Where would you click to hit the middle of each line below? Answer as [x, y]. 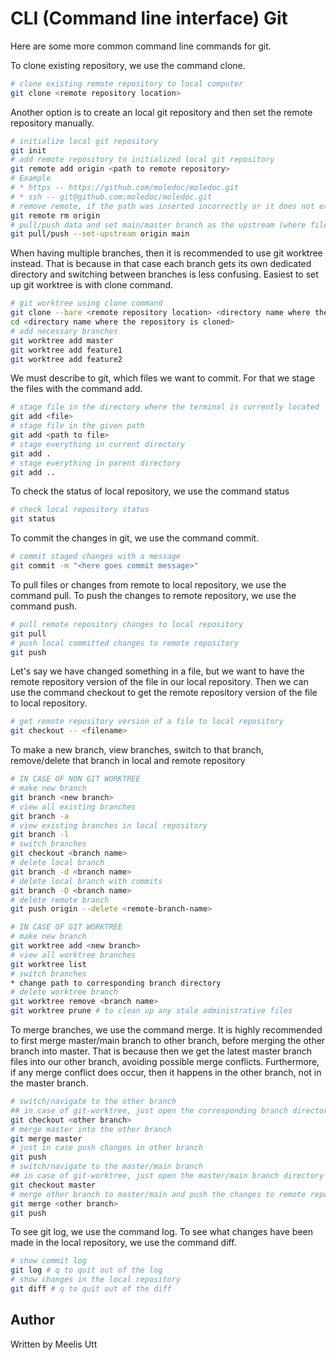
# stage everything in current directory [98, 444]
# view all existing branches [73, 807]
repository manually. [52, 123]
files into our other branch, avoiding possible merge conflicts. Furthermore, [165, 1062]
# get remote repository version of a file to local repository [147, 722]
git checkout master [53, 1185]
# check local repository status [80, 510]
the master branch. [49, 1083]
